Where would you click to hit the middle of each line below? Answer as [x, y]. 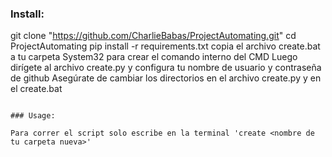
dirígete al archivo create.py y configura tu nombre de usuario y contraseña [166, 68]
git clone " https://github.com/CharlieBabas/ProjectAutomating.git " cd [153, 36]
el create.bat [36, 89]
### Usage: [33, 116]
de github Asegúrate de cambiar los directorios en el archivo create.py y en [166, 78]
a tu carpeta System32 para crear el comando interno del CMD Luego [154, 57]
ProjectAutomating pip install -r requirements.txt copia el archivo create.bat [165, 46]
